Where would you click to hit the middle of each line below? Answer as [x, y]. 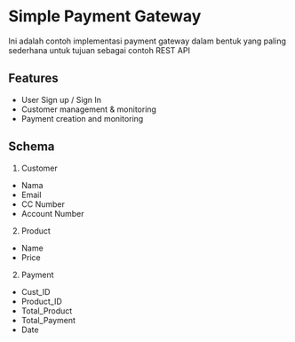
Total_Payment [48, 320]
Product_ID [42, 301]
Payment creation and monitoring [82, 118]
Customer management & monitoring [89, 109]
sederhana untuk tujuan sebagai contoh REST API [99, 50]
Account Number [53, 213]
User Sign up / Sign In [61, 99]
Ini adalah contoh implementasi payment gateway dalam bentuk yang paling [147, 41]
